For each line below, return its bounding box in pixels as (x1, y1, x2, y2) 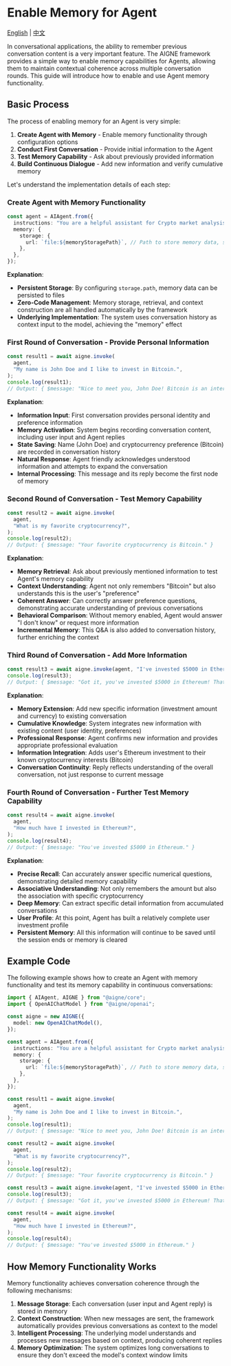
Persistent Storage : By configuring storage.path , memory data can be (16, 284, 218, 292)
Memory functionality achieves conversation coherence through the (7, 1279, 200, 1287)
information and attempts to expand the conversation (16, 462, 168, 470)
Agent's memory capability (16, 575, 94, 583)
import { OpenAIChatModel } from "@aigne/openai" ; (7, 1000, 155, 1008)
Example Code (7, 956, 71, 967)
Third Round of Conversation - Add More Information (7, 651, 188, 660)
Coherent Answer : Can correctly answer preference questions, (16, 597, 197, 605)
